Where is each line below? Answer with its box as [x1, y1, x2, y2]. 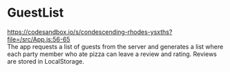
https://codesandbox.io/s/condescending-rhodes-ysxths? [7, 28, 173, 36]
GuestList [7, 5, 64, 21]
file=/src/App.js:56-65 [7, 35, 70, 43]
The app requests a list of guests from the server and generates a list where [7, 42, 224, 51]
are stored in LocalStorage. [7, 57, 84, 65]
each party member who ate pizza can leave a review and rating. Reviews [7, 50, 218, 58]
